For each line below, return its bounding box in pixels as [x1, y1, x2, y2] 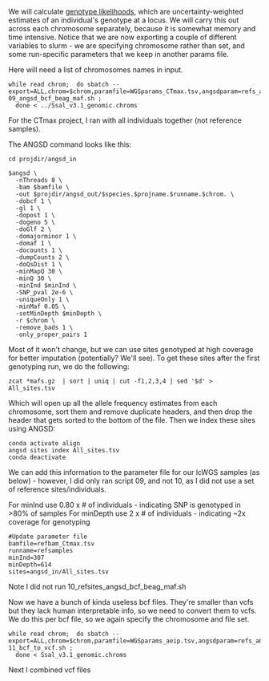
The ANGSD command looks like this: [8, 140, 132, 149]
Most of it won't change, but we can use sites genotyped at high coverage [8, 345, 254, 354]
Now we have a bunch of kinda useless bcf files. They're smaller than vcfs [8, 598, 254, 606]
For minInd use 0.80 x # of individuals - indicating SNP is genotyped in [8, 501, 242, 509]
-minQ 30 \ [15, 274, 52, 282]
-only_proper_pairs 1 [15, 330, 88, 338]
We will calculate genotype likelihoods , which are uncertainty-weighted [8, 7, 244, 16]
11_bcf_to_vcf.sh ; [8, 644, 74, 652]
